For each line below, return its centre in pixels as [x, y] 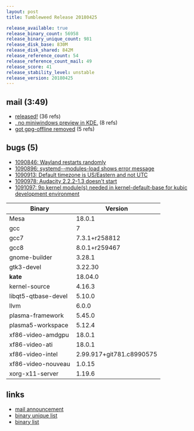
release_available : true [37, 28]
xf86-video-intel [33, 354]
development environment [47, 194]
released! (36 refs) [38, 116]
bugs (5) [22, 148]
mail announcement [39, 409]
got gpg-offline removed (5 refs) [55, 129]
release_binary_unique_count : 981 [49, 39]
